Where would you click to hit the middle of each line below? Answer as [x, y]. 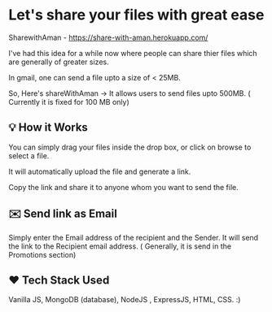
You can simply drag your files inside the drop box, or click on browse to [130, 147]
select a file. [29, 155]
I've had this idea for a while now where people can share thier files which [133, 53]
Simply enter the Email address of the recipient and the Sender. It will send [134, 237]
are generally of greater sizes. [59, 62]
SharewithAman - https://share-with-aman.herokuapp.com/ [108, 37]
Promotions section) [42, 254]
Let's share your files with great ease [136, 15]
